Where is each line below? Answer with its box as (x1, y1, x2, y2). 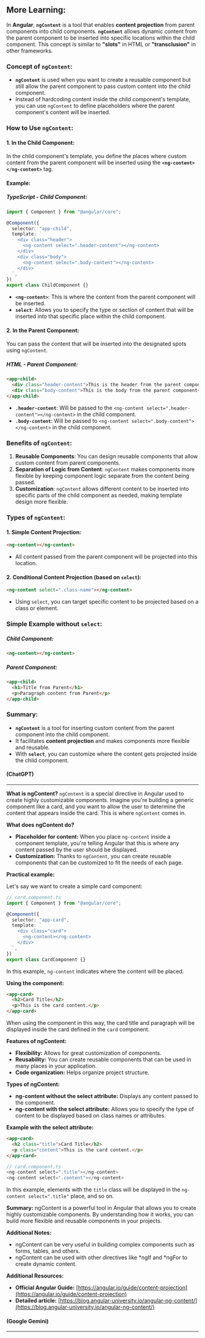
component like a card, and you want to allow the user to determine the (6, 803, 186, 810)
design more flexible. (15, 498, 68, 505)
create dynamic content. (15, 1260, 77, 1268)
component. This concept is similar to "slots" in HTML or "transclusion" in (6, 40, 196, 48)
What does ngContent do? (6, 821, 74, 828)
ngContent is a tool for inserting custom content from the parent (15, 724, 175, 731)
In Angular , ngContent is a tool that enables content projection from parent (6, 21, 195, 28)
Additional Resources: (6, 1272, 64, 1279)
